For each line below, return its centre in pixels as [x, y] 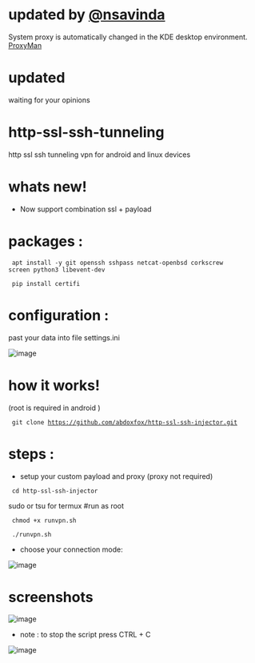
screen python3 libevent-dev [57, 270]
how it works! [54, 385]
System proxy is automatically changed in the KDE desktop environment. [128, 37]
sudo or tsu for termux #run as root [66, 505]
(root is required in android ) [55, 408]
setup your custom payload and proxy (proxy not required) [116, 476]
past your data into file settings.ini [64, 337]
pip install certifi [46, 283]
